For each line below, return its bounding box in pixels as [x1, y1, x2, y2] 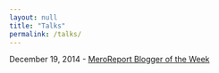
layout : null [9, 12, 58, 22]
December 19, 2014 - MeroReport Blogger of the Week [9, 54, 210, 65]
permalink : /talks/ [9, 29, 82, 38]
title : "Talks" [9, 21, 66, 30]
